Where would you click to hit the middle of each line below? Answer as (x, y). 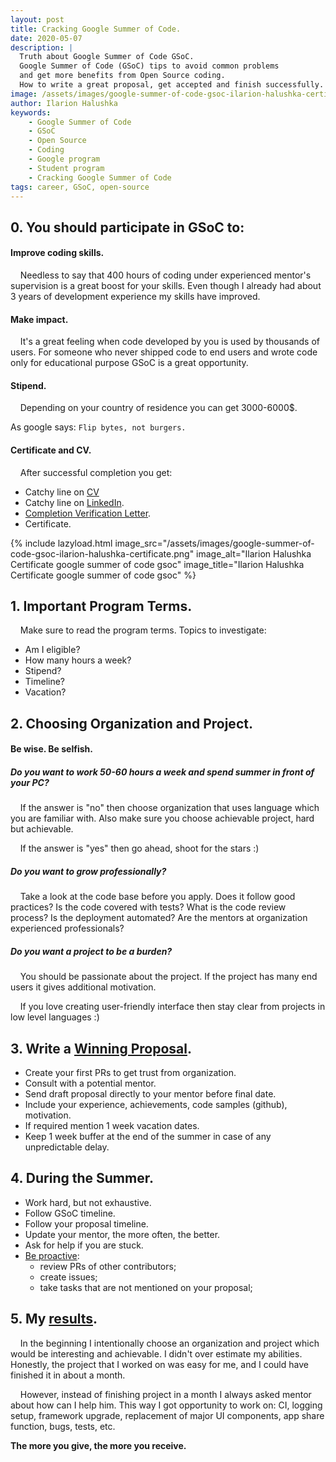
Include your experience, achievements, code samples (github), (156, 1105)
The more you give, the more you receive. (98, 1445)
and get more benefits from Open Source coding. (122, 76)
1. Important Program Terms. (101, 606)
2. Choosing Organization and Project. (131, 723)
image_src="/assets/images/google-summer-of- (214, 543)
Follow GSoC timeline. (70, 1213)
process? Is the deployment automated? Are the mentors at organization (159, 918)
